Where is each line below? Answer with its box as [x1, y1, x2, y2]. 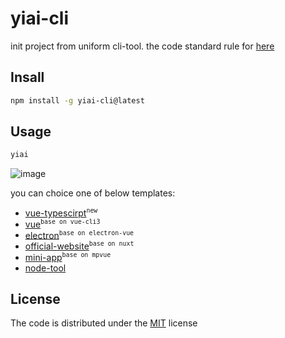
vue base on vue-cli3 [24, 217, 101, 230]
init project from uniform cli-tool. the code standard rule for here [10, 40, 275, 52]
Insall [10, 69, 45, 86]
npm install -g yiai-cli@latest [10, 95, 145, 106]
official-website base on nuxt [24, 240, 135, 252]
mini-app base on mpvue [24, 250, 112, 263]
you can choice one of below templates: [10, 187, 176, 199]
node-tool [24, 262, 67, 274]
